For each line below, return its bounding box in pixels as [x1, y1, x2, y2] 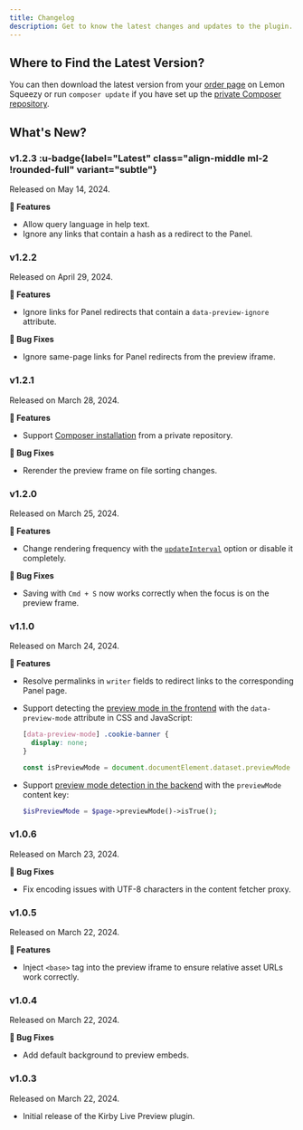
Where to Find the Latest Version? [9, 55, 205, 71]
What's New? [9, 124, 88, 140]
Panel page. [22, 685, 68, 696]
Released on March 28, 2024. [9, 395, 120, 406]
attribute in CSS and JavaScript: [73, 713, 193, 723]
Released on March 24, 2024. [9, 640, 120, 652]
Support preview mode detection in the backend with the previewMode [22, 780, 282, 790]
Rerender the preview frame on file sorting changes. [22, 464, 218, 475]
